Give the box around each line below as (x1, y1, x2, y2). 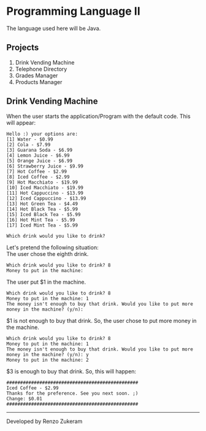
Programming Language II (6, 4, 141, 18)
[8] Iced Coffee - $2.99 (6, 174, 70, 180)
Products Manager (15, 78, 63, 85)
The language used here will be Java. (6, 25, 101, 32)
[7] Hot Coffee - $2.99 (6, 168, 67, 174)
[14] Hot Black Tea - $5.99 (6, 206, 78, 212)
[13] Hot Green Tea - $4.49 (6, 201, 78, 207)
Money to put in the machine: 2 (6, 357, 89, 363)
